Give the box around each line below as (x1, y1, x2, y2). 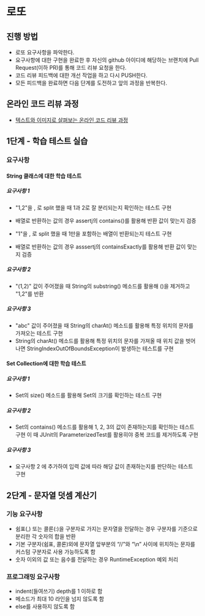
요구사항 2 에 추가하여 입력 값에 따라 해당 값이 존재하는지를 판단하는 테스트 (15, 463, 193, 470)
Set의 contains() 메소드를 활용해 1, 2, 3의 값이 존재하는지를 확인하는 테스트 (15, 423, 195, 431)
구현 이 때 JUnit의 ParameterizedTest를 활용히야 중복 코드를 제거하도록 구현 (15, 431, 199, 438)
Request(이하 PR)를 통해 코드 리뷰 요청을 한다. (15, 64, 127, 71)
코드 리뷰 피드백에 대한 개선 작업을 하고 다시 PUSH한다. (15, 72, 148, 79)
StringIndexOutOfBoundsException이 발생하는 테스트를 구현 (26, 345, 174, 352)
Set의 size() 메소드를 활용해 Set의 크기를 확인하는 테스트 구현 (15, 392, 162, 399)
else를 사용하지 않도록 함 (15, 603, 75, 610)
